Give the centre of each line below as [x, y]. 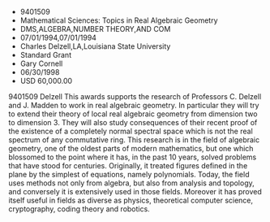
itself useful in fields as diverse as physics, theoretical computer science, [131, 200]
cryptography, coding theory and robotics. [79, 209]
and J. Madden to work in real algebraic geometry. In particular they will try [134, 105]
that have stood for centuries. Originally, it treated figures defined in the [128, 165]
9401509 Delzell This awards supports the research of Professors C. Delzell [135, 96]
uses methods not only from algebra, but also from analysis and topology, [132, 183]
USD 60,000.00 [46, 81]
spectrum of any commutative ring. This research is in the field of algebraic [134, 140]
